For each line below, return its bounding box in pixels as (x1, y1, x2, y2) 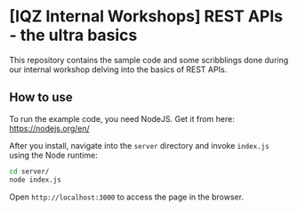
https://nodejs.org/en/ (9, 123, 91, 134)
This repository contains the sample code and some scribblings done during (9, 54, 289, 65)
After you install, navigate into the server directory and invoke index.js (9, 140, 269, 150)
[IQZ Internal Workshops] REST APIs (9, 6, 284, 27)
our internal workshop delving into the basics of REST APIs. (9, 64, 228, 75)
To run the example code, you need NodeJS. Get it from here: (9, 113, 236, 124)
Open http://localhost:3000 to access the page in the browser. (9, 191, 245, 202)
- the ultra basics (9, 25, 138, 45)
